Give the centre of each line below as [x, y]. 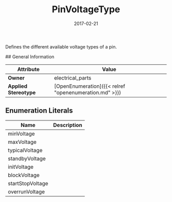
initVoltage [21, 167]
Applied [18, 86]
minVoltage [21, 134]
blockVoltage [24, 175]
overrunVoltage [26, 191]
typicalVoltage [25, 150]
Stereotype [22, 92]
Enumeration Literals [39, 111]
